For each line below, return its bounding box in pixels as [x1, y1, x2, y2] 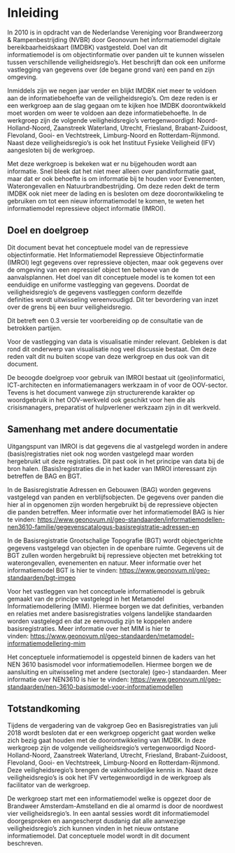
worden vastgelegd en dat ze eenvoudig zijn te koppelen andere [7, 617, 192, 625]
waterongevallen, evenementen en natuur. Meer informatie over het [7, 559, 201, 567]
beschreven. [7, 839, 43, 847]
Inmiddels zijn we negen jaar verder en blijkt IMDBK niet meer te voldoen [7, 86, 217, 95]
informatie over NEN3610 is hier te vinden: [7, 675, 129, 683]
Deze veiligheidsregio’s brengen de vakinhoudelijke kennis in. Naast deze [7, 766, 218, 774]
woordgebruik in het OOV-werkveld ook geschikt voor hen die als [7, 395, 196, 404]
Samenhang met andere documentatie [7, 423, 178, 435]
